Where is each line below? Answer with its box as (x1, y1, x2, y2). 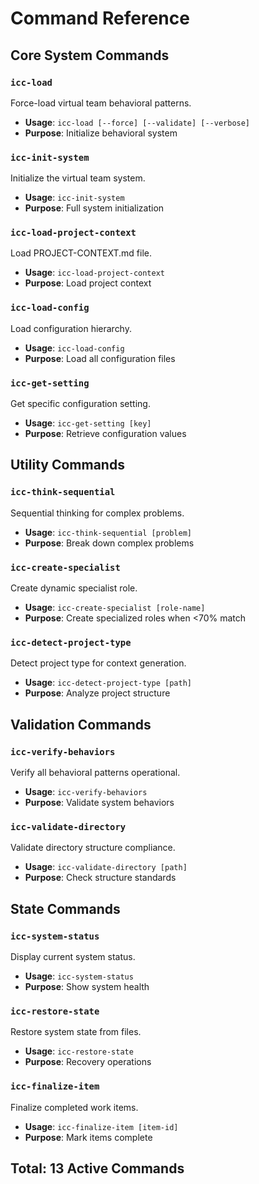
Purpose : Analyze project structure (24, 687, 171, 699)
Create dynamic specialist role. (10, 582, 138, 594)
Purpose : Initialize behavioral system (24, 127, 178, 139)
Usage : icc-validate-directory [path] (24, 861, 188, 873)
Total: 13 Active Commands (10, 1160, 185, 1177)
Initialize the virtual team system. (10, 172, 146, 184)
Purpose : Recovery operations (24, 1056, 152, 1068)
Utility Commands (10, 457, 125, 474)
